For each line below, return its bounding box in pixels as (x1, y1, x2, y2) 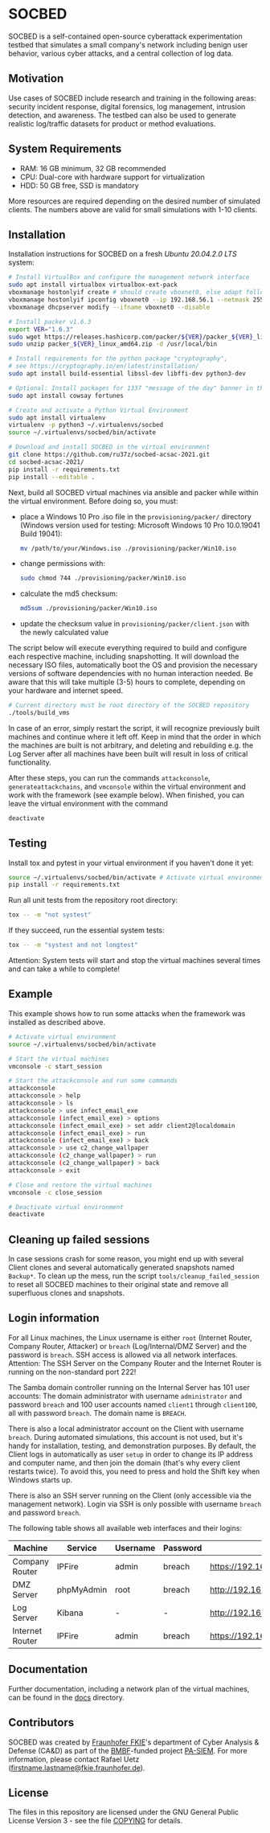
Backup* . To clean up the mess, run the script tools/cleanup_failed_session (8, 1271, 260, 1281)
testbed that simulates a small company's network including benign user (8, 39, 248, 49)
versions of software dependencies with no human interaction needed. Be (8, 669, 253, 679)
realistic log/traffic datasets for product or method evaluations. (8, 118, 216, 129)
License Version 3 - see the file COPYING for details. (8, 1816, 183, 1826)
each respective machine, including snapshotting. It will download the (8, 652, 239, 662)
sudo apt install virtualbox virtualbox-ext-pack (8, 281, 178, 289)
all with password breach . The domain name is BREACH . (8, 1408, 186, 1417)
